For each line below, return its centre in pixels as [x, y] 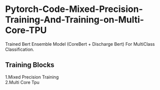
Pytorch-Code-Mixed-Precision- [74, 9]
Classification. [20, 49]
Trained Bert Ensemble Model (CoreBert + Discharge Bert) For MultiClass [80, 44]
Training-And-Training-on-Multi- [75, 20]
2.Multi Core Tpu [22, 82]
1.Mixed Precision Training [32, 77]
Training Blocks [30, 65]
